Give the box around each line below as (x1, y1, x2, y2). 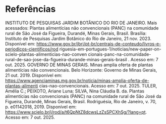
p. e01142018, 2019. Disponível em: (5, 104, 77, 110)
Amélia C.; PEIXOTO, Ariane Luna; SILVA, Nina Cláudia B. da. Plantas (5, 88, 145, 94)
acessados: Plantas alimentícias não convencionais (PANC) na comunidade (5, 25, 159, 31)
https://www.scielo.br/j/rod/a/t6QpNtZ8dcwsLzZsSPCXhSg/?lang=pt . (5, 109, 147, 115)
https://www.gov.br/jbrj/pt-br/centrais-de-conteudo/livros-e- (36, 41, 161, 46)
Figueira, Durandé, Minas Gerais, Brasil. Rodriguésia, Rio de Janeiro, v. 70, (5, 98, 157, 104)
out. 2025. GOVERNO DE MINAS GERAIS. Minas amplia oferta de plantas (5, 62, 153, 68)
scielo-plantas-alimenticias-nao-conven (5, 51, 87, 57)
